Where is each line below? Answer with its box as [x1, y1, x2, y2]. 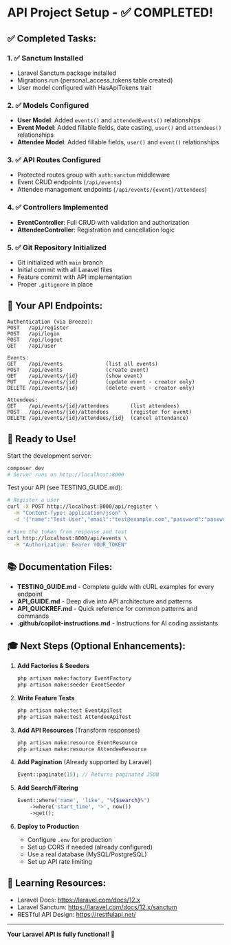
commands [16, 612, 49, 620]
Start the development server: [7, 452, 92, 460]
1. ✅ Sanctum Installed [7, 53, 84, 63]
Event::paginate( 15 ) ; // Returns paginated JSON [16, 771, 159, 778]
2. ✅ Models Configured [7, 100, 89, 110]
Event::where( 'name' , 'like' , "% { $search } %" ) [16, 797, 150, 804]
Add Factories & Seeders [16, 662, 90, 670]
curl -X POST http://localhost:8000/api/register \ [7, 503, 158, 510]
